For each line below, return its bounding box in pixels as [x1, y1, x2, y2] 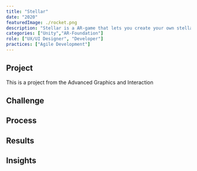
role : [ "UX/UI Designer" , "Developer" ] [6, 36, 104, 42]
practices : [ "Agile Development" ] [6, 42, 91, 48]
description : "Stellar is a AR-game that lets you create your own [6, 25, 175, 31]
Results [6, 136, 35, 146]
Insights [6, 156, 37, 166]
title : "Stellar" [6, 8, 49, 15]
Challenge [6, 96, 45, 106]
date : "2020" [6, 14, 38, 20]
